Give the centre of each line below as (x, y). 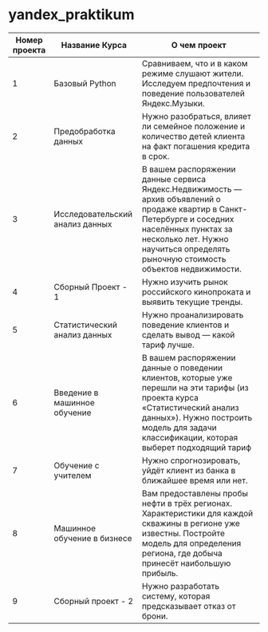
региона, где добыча (182, 553)
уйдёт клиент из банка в (189, 470)
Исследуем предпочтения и (196, 83)
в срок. (156, 156)
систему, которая (176, 596)
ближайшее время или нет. (195, 480)
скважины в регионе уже (191, 523)
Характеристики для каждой (197, 513)
